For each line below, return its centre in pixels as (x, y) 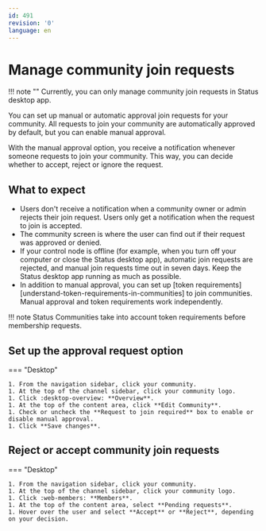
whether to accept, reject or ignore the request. (86, 165)
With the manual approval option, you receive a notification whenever (122, 148)
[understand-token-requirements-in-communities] (102, 293)
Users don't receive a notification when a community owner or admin (133, 209)
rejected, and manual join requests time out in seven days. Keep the (131, 268)
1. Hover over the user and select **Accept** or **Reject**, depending (131, 512)
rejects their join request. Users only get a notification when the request (137, 217)
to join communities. (219, 293)
